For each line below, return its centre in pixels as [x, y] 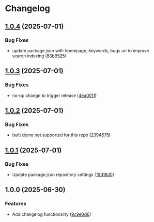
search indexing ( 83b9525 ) [39, 56]
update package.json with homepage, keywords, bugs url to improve [80, 50]
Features [16, 204]
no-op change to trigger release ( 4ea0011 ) [54, 95]
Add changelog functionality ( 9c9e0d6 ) [51, 214]
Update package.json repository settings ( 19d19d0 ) [63, 174]
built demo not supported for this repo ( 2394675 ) [61, 135]
